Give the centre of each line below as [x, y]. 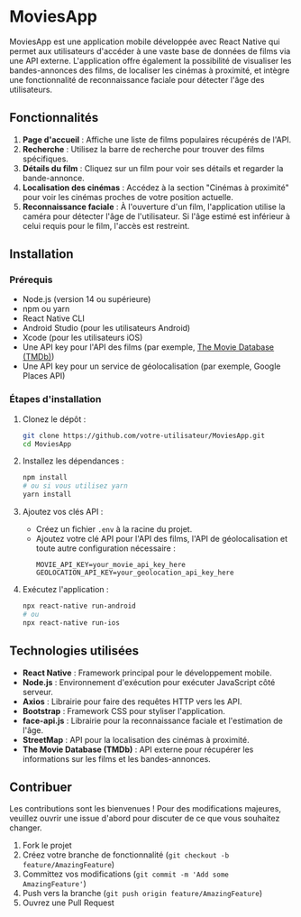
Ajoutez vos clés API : [63, 512]
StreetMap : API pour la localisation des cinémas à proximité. [136, 739]
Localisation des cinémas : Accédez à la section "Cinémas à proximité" [156, 188]
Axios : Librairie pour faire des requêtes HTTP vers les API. [132, 702]
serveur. [38, 692]
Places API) [44, 376]
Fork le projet [47, 846]
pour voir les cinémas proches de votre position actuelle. [128, 197]
